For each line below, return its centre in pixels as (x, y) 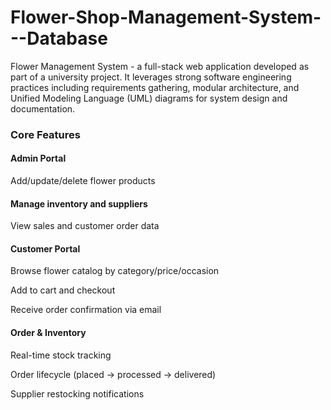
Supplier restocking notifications (77, 393)
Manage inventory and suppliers (79, 203)
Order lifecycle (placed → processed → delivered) (113, 374)
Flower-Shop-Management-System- (166, 17)
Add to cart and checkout (63, 290)
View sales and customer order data (85, 226)
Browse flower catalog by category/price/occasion (115, 271)
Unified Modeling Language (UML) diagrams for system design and (149, 98)
